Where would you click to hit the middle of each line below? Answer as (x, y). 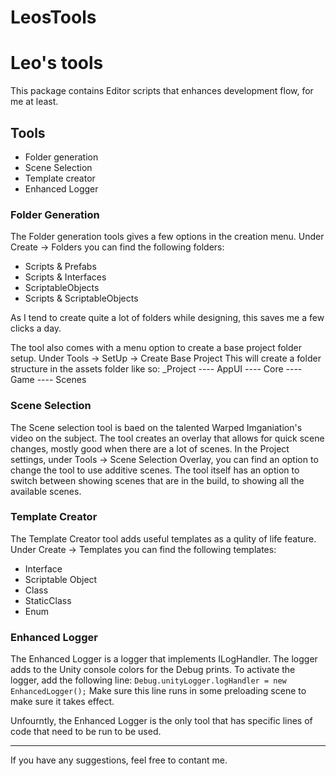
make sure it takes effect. (62, 702)
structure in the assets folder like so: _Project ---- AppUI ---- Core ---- (156, 369)
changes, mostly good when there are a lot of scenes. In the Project (150, 448)
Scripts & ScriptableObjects (81, 298)
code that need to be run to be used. (86, 732)
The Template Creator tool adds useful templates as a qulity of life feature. (163, 538)
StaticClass (48, 600)
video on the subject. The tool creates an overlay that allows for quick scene (167, 438)
